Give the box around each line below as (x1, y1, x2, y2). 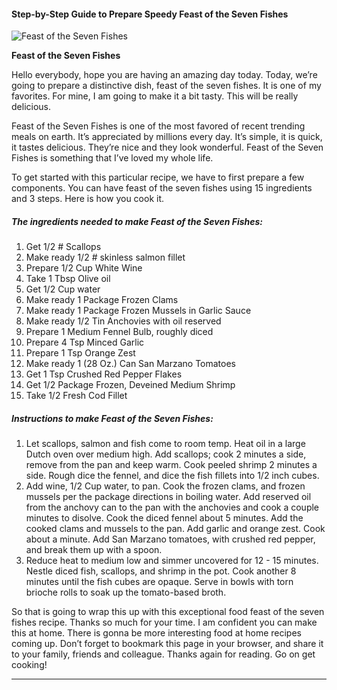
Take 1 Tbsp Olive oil (25, 273, 111, 285)
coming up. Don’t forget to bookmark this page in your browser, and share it (11, 638, 324, 650)
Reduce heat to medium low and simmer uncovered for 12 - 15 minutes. (25, 555, 319, 567)
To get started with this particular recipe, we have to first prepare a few (11, 171, 305, 184)
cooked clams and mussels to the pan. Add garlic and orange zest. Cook (25, 523, 326, 535)
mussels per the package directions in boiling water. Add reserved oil (25, 491, 312, 503)
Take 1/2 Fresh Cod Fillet (25, 390, 128, 402)
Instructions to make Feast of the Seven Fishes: (11, 412, 214, 424)
